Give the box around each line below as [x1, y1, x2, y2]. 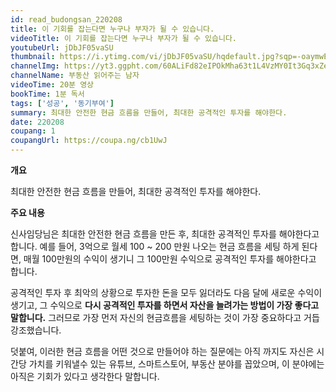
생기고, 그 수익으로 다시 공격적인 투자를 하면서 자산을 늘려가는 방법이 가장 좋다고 [10, 299, 320, 311]
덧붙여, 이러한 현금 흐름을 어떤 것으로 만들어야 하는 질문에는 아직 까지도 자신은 [10, 346, 315, 357]
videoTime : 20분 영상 [10, 80, 95, 90]
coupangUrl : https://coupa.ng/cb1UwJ [10, 136, 168, 146]
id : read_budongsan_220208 [10, 14, 123, 25]
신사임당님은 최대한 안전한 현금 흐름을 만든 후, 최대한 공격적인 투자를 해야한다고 [10, 228, 320, 240]
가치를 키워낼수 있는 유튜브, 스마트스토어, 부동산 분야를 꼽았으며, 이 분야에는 [28, 358, 325, 370]
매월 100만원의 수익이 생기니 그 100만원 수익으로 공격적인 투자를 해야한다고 [23, 253, 317, 265]
